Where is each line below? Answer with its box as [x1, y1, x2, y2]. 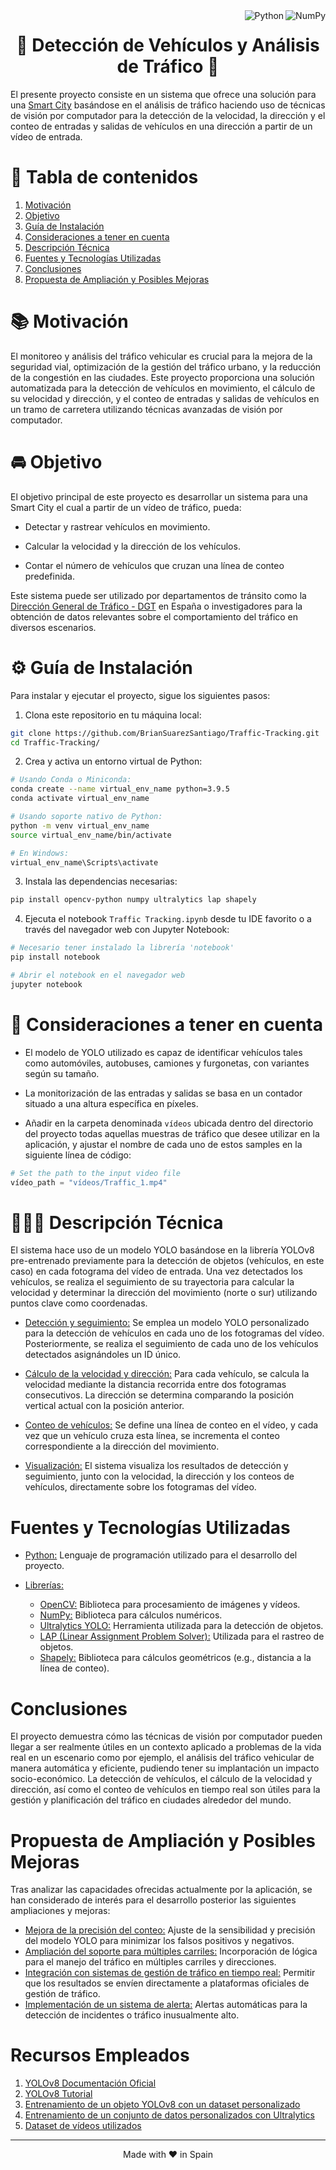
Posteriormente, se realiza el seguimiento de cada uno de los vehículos [24, 1338, 319, 1350]
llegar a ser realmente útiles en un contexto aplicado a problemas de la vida [10, 1741, 322, 1753]
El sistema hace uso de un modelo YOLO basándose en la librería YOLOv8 [10, 1244, 315, 1256]
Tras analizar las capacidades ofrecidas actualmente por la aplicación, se [10, 1884, 313, 1896]
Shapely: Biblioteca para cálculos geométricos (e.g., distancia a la [39, 1652, 312, 1664]
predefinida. [24, 570, 76, 582]
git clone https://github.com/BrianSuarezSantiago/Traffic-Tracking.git [10, 728, 320, 738]
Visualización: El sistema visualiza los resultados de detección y [24, 1460, 289, 1472]
